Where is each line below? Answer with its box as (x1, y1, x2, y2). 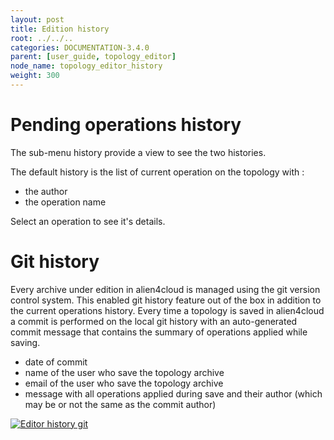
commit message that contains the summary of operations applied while (10, 326, 308, 338)
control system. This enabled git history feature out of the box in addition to (10, 294, 322, 306)
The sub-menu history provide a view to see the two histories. (10, 146, 267, 158)
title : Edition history (10, 24, 110, 34)
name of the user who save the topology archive (24, 366, 225, 378)
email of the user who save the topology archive (24, 377, 224, 389)
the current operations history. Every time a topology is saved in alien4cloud (10, 304, 325, 316)
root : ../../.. (10, 33, 74, 43)
